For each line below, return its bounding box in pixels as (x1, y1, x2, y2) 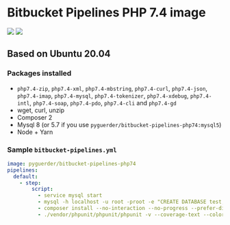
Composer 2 (16, 113, 53, 121)
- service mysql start (37, 192, 103, 199)
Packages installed (7, 68, 72, 78)
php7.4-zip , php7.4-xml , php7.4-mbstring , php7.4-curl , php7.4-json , (16, 84, 207, 92)
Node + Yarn (16, 128, 53, 136)
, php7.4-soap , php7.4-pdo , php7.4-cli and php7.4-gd (29, 98, 177, 107)
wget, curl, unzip (16, 106, 65, 114)
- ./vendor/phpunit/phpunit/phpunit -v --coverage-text (37, 211, 201, 218)
